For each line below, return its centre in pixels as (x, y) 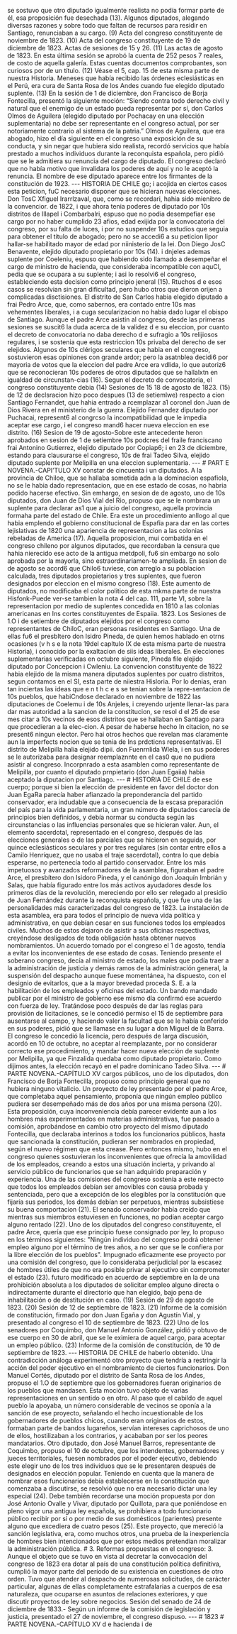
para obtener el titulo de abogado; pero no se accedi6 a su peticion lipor (112, 236)
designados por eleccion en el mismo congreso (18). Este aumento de (109, 583)
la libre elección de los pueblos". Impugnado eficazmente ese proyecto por (117, 1255)
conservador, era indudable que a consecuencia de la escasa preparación (115, 802)
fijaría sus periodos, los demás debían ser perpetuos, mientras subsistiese (116, 1202)
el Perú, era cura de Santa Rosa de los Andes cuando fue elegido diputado (116, 86)
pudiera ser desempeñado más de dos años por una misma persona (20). (115, 1104)
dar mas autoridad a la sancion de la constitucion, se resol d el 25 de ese (114, 712)
